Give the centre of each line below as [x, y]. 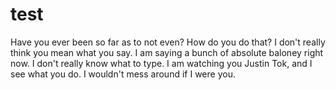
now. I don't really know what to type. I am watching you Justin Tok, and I [161, 63]
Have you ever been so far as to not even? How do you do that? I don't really [168, 42]
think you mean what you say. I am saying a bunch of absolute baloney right [167, 52]
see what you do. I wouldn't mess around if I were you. [123, 74]
